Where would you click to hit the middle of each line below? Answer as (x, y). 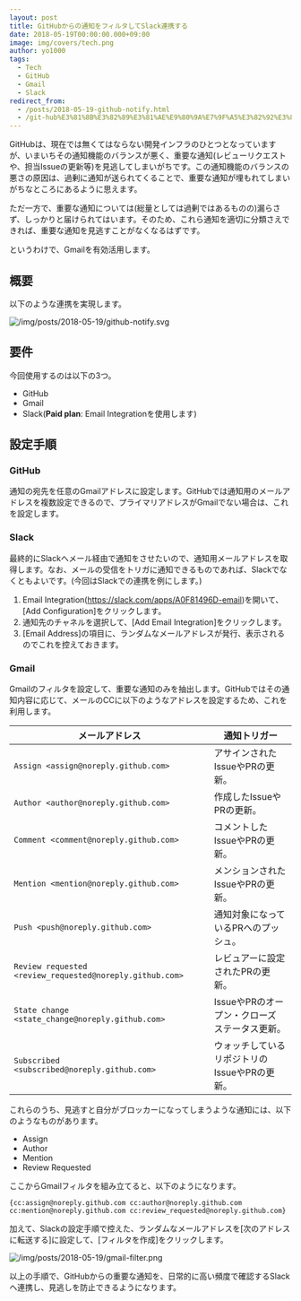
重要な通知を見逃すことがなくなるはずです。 (122, 230)
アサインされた (245, 753)
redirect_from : (38, 101)
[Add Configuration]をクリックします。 (94, 611)
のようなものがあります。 (56, 1121)
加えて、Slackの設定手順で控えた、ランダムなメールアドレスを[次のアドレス (150, 1228)
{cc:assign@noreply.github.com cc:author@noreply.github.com (126, 1203)
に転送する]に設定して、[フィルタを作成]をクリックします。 (119, 1240)
